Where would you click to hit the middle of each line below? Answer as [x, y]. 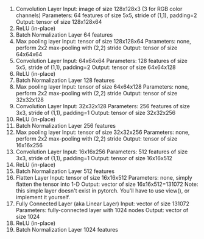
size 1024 [28, 217]
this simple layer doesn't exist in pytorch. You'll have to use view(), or [103, 191]
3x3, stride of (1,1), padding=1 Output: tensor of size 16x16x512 [94, 158]
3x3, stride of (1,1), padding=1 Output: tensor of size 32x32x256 [96, 113]
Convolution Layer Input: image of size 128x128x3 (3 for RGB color [99, 9]
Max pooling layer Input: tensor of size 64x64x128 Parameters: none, [102, 87]
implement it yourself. [43, 197]
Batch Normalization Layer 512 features [65, 171]
